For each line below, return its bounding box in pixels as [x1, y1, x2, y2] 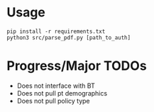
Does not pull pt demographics [16, 88, 108, 97]
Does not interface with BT [16, 81, 95, 90]
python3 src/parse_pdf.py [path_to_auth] [6, 34, 131, 41]
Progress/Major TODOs [6, 58, 147, 74]
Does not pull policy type [16, 96, 90, 105]
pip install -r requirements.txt [6, 28, 106, 35]
